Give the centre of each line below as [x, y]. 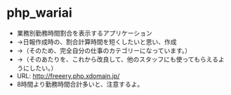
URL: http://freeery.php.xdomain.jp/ [68, 75]
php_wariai [40, 13]
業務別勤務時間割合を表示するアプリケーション [84, 33]
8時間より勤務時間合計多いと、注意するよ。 [80, 84]
